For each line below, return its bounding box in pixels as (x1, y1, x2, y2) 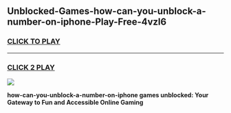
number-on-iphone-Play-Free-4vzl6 (7, 16, 167, 28)
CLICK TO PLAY (7, 37, 60, 47)
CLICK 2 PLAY (7, 62, 55, 72)
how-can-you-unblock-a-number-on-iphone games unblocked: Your (7, 90, 209, 99)
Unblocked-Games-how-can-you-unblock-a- (7, 5, 206, 17)
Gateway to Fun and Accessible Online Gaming (7, 98, 144, 106)
